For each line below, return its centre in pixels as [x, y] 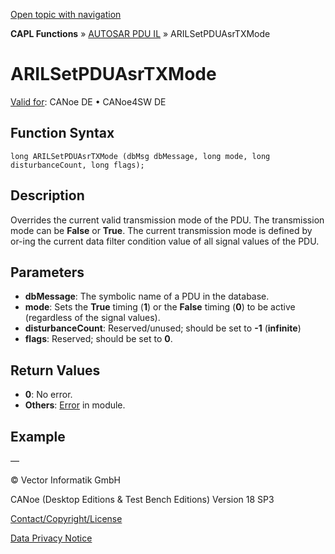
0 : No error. [48, 395]
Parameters [47, 272]
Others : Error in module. [75, 405]
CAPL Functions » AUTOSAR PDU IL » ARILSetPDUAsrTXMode [140, 33]
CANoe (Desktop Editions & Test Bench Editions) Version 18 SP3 [142, 499]
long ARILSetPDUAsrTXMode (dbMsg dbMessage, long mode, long [140, 156]
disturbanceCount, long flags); [77, 165]
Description [47, 195]
